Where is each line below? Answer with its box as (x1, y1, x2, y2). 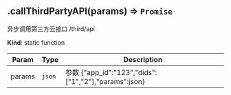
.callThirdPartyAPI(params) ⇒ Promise (7, 6, 173, 17)
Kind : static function (7, 38, 65, 47)
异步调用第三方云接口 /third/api (7, 24, 95, 33)
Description (123, 54, 163, 64)
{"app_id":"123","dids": (80, 67, 157, 77)
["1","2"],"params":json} (65, 76, 146, 86)
